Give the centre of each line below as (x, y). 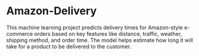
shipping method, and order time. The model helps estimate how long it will (99, 40)
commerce (20, 33)
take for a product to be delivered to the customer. (69, 46)
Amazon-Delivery (52, 11)
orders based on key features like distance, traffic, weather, (108, 33)
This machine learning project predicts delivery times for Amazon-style (95, 27)
